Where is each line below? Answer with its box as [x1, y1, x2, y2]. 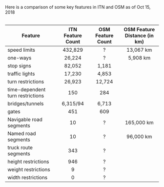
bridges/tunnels [7, 100, 44, 107]
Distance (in [124, 32, 154, 39]
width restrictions [7, 174, 48, 181]
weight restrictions [7, 166, 50, 173]
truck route [7, 144, 33, 151]
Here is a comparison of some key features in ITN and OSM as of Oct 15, [5, 4, 151, 10]
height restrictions [7, 158, 50, 165]
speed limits [7, 46, 36, 53]
